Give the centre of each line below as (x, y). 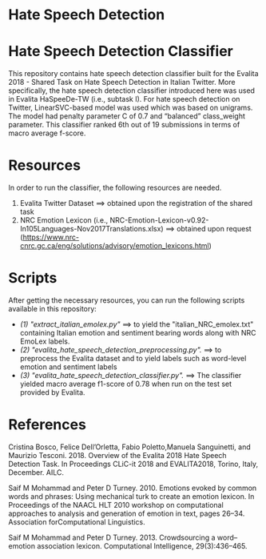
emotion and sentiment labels (68, 367)
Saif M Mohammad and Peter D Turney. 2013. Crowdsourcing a (112, 537)
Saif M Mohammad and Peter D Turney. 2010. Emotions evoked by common (133, 488)
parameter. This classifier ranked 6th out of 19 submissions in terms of (124, 125)
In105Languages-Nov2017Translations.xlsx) (91, 229)
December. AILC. (36, 472)
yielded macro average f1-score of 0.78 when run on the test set (126, 384)
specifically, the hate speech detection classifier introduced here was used (132, 90)
